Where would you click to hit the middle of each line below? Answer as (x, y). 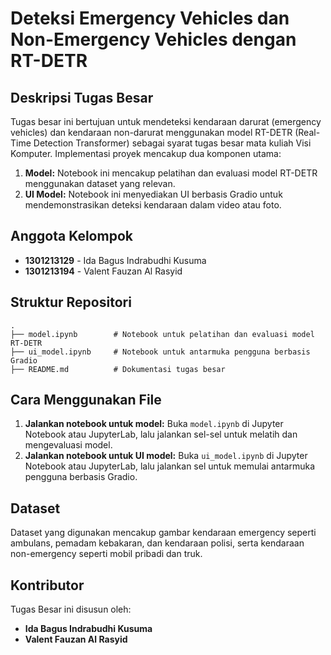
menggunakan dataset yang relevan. (100, 183)
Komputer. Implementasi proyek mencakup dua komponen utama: (146, 153)
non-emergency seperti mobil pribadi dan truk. (106, 554)
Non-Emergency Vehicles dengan (153, 39)
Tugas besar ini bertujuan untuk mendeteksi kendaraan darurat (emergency (166, 121)
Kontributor (47, 585)
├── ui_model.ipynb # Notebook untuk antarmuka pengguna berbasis (160, 352)
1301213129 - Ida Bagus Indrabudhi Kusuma (115, 260)
